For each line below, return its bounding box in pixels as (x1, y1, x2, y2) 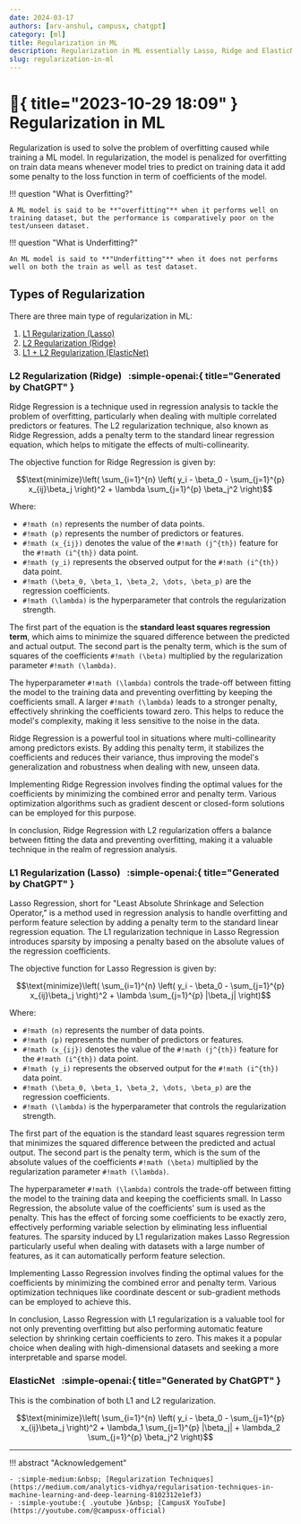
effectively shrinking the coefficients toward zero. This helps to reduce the (9, 706, 284, 717)
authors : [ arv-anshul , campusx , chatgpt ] (9, 22, 167, 31)
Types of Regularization (9, 286, 146, 302)
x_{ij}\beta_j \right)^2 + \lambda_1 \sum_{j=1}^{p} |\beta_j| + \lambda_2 (20, 1422, 281, 1432)
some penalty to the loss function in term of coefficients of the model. (9, 171, 267, 181)
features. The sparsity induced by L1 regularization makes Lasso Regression (9, 1231, 290, 1242)
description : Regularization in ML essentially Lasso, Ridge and (9, 47, 258, 56)
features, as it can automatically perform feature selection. (9, 1250, 226, 1262)
